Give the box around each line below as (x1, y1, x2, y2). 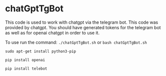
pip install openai (5, 57, 45, 62)
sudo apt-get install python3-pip (5, 49, 77, 54)
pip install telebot (5, 66, 48, 71)
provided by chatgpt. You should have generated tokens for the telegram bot (5, 24, 161, 30)
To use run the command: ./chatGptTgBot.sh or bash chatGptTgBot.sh (5, 39, 147, 45)
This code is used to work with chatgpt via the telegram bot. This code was (5, 19, 158, 25)
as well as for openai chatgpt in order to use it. (5, 30, 100, 36)
